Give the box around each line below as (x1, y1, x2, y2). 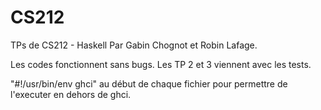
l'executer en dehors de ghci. (10, 88, 132, 100)
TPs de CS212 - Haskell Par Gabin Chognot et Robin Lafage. (10, 39, 258, 51)
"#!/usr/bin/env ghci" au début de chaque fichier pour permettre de (10, 77, 288, 90)
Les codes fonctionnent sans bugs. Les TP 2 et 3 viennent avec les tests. (10, 58, 312, 70)
